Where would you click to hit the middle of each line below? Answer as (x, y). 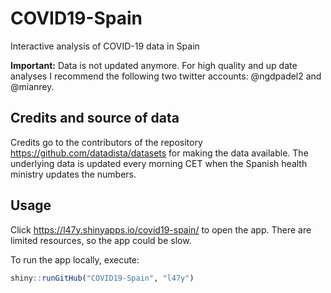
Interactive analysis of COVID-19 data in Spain (105, 46)
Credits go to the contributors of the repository (106, 142)
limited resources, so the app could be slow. (101, 240)
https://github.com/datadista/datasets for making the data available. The (159, 153)
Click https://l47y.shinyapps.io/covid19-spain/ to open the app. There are (161, 229)
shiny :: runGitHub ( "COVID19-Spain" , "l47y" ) (102, 278)
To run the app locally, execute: (75, 259)
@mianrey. (32, 86)
